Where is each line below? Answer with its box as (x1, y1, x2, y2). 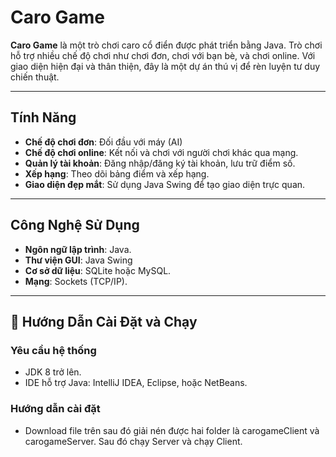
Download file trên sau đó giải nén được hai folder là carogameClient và (24, 424, 320, 436)
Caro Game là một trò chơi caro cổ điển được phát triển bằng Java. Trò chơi (10, 39, 323, 51)
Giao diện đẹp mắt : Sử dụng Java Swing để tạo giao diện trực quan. (24, 178, 306, 190)
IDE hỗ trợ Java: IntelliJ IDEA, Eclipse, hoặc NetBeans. (24, 377, 248, 389)
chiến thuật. (10, 71, 60, 83)
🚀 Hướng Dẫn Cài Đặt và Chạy (10, 313, 198, 330)
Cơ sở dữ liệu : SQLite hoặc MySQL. (24, 264, 172, 276)
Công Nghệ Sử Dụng (10, 217, 140, 234)
